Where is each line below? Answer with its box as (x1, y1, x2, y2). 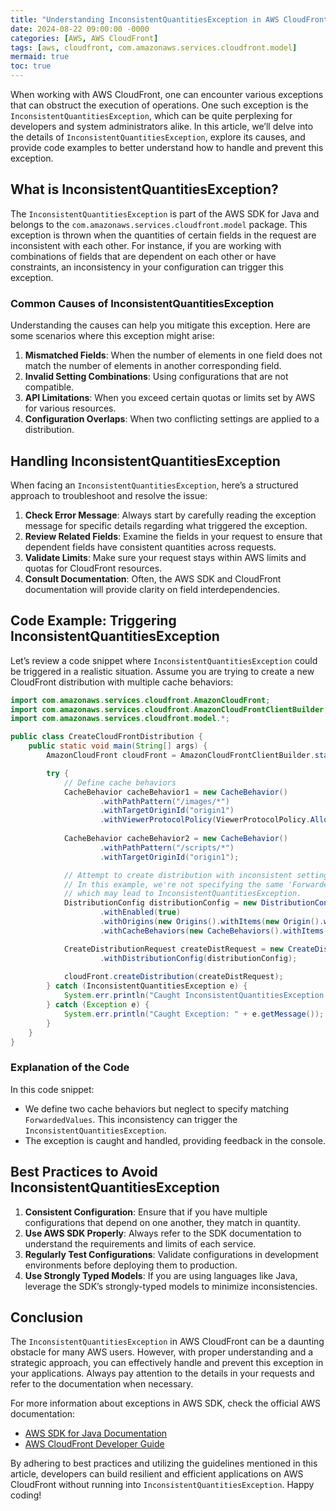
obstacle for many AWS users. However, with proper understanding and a (10, 1346, 314, 1358)
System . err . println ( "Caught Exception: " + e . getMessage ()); (63, 1009, 325, 1019)
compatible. (24, 381, 75, 393)
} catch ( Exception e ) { (46, 1000, 150, 1010)
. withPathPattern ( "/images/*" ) (99, 796, 230, 806)
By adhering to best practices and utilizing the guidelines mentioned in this (10, 1457, 318, 1470)
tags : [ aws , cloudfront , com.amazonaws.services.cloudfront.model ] (10, 42, 298, 53)
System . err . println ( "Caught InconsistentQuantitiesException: (63, 991, 329, 1001)
